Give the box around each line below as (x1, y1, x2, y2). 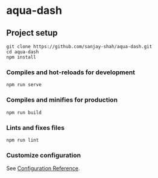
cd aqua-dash (6, 49, 39, 55)
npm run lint (6, 137, 39, 143)
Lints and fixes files (6, 123, 65, 132)
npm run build (6, 109, 42, 115)
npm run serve (6, 82, 42, 88)
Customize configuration (6, 151, 81, 159)
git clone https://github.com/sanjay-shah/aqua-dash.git (6, 43, 153, 49)
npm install (6, 54, 36, 60)
